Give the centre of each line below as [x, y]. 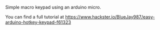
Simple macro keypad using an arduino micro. [53, 7]
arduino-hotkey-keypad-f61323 [38, 22]
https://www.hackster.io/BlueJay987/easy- [110, 17]
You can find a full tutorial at [35, 17]
